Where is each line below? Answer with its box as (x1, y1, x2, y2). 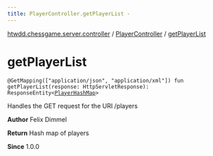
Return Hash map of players (7, 129, 89, 137)
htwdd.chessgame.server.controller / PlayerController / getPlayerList (7, 29, 206, 38)
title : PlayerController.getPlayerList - (7, 10, 131, 17)
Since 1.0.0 (7, 142, 40, 150)
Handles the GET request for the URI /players (7, 101, 138, 110)
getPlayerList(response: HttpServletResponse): (7, 83, 150, 90)
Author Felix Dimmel (7, 115, 67, 123)
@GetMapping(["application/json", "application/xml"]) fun (7, 77, 184, 84)
